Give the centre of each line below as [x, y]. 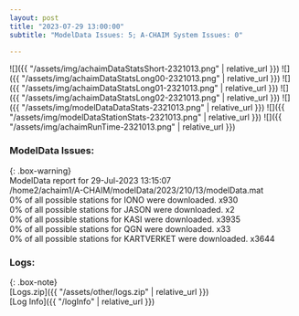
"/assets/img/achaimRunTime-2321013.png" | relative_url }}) [123, 127]
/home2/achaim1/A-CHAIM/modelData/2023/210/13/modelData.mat [136, 190]
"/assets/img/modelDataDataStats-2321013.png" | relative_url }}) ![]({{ [153, 108]
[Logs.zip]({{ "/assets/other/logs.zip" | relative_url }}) [109, 291]
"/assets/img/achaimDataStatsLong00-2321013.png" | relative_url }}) [151, 79]
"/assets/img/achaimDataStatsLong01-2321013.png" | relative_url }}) [150, 89]
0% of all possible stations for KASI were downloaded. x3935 [125, 219]
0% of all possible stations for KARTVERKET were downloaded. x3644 [143, 238]
